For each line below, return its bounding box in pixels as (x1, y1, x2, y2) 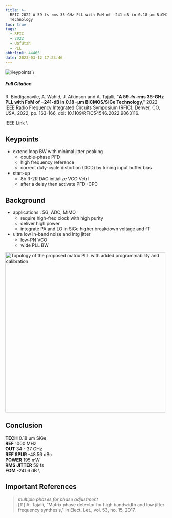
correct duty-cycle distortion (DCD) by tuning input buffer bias (20, 165, 152, 171)
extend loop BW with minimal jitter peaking (12, 148, 103, 155)
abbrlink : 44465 (5, 50, 40, 55)
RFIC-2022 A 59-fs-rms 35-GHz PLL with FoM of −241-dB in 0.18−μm (10, 12, 155, 17)
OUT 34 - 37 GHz (5, 446, 42, 452)
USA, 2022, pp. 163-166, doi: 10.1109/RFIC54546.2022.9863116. (5, 110, 140, 116)
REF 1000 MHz (5, 440, 37, 446)
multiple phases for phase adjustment (17, 496, 98, 502)
